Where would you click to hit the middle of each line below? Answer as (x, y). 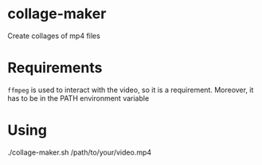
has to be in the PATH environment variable (78, 98)
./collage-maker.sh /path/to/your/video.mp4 (80, 152)
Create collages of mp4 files (54, 36)
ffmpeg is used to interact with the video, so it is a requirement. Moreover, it (131, 90)
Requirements (55, 68)
